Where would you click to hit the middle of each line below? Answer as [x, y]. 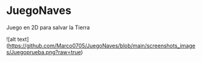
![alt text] [18, 39]
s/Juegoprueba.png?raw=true [44, 52]
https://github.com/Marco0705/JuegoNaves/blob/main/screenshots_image [102, 46]
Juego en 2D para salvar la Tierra [48, 27]
